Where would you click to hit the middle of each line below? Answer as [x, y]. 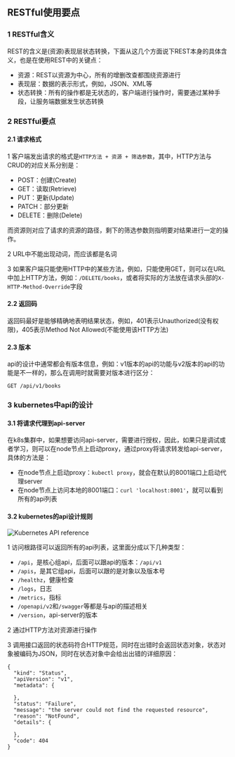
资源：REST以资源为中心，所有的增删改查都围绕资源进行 [99, 75]
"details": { [33, 722]
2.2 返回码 [22, 304]
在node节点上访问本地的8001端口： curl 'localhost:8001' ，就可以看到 [120, 490]
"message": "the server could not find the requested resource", [111, 710]
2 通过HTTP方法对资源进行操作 [52, 630]
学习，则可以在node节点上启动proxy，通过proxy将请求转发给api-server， [120, 449]
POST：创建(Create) [47, 180]
